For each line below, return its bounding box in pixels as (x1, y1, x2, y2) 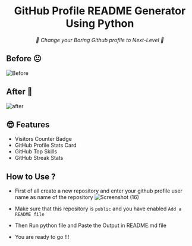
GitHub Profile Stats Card (14, 141, 77, 149)
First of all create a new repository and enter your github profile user (14, 187, 183, 194)
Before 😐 (6, 53, 42, 64)
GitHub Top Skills (14, 148, 58, 155)
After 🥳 (6, 87, 33, 97)
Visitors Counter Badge (14, 135, 73, 143)
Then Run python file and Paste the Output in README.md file (14, 222, 166, 229)
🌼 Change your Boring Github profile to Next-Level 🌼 (35, 36, 165, 43)
